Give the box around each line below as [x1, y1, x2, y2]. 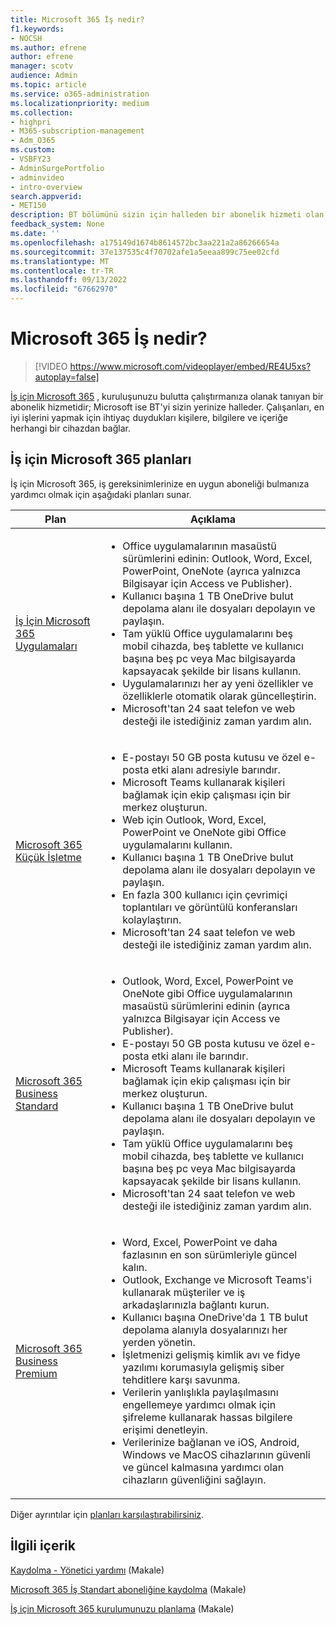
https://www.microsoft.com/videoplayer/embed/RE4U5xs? [69, 360, 312, 372]
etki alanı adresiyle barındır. [151, 762, 281, 776]
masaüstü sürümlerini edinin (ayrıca [122, 999, 291, 1013]
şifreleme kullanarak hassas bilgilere [122, 1410, 293, 1424]
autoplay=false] [34, 371, 100, 383]
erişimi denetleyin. [122, 1422, 208, 1436]
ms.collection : [10, 107, 74, 118]
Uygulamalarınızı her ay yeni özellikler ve [122, 676, 314, 690]
